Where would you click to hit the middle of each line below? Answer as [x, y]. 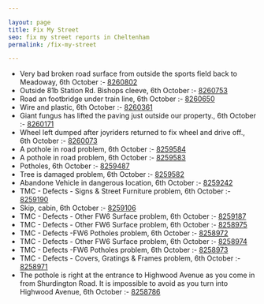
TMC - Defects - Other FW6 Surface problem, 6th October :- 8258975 [134, 225]
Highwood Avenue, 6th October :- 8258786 [90, 292]
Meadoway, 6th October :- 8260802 [78, 82]
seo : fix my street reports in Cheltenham [79, 37]
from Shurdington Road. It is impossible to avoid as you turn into [124, 283]
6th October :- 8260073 [58, 141]
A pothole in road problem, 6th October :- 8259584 [103, 149]
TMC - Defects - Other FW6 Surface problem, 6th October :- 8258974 [134, 242]
